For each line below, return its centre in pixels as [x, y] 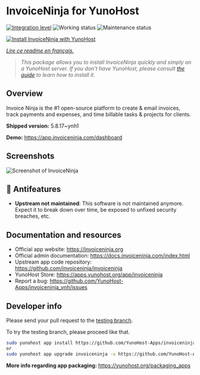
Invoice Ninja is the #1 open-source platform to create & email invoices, [93, 108]
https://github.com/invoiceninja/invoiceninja [69, 268]
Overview [25, 94]
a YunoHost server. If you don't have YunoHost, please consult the [103, 68]
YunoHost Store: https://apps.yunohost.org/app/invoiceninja [89, 275]
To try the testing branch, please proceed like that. [68, 332]
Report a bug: [32, 281]
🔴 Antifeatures [34, 189]
